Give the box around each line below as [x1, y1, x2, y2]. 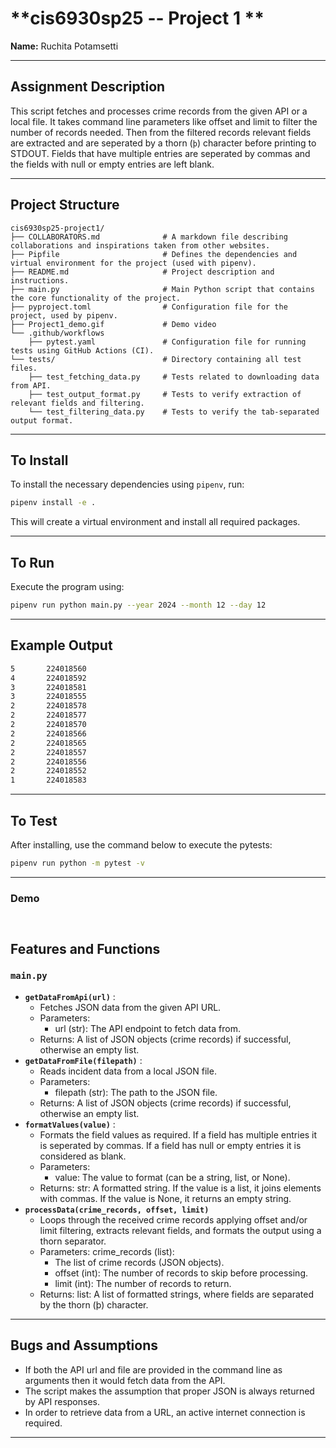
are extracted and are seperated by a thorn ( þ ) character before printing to [10, 137, 317, 149]
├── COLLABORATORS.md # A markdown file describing [10, 232, 288, 242]
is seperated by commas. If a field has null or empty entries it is [39, 1139, 302, 1151]
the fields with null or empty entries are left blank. [10, 158, 215, 170]
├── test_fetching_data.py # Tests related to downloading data [28, 372, 320, 382]
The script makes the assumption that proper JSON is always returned [24, 1385, 315, 1397]
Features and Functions [10, 940, 161, 957]
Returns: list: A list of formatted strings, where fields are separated [39, 1288, 315, 1300]
